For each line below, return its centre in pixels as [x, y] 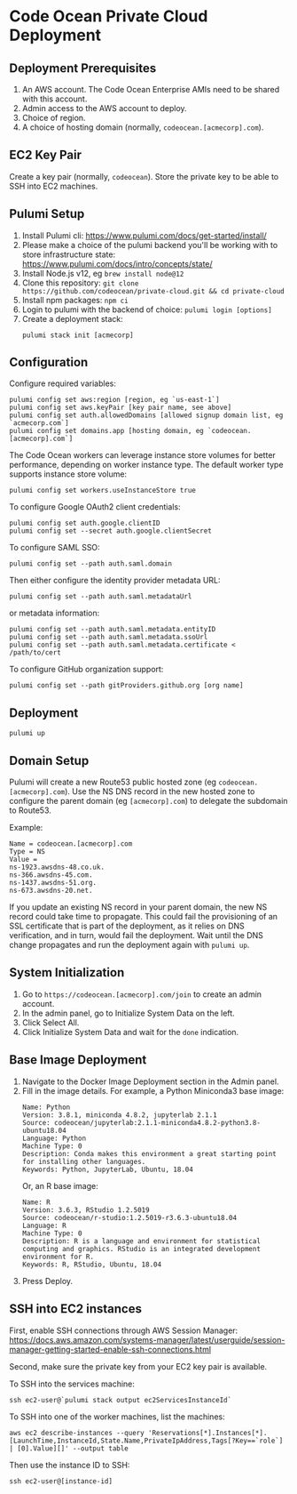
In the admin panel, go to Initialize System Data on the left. [128, 1013]
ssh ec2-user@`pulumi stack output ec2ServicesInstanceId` [121, 1400]
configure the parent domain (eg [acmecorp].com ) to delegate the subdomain [148, 801]
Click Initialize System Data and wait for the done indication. [130, 1032]
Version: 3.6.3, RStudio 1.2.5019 [86, 1210]
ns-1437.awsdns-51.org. [53, 883]
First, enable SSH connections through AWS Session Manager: [124, 1330]
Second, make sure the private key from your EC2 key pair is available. [138, 1366]
